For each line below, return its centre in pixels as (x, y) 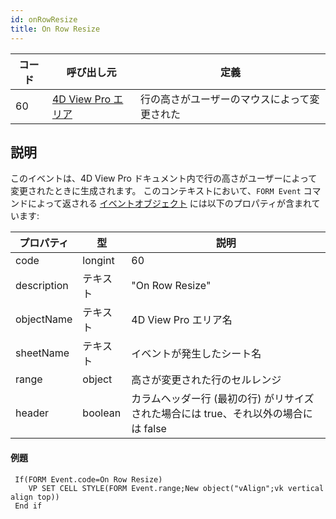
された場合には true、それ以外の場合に (222, 414)
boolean (102, 413)
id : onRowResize (44, 19)
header (32, 413)
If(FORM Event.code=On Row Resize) (88, 479)
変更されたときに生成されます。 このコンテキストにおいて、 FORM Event (156, 191)
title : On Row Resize (55, 29)
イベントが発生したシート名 (196, 354)
